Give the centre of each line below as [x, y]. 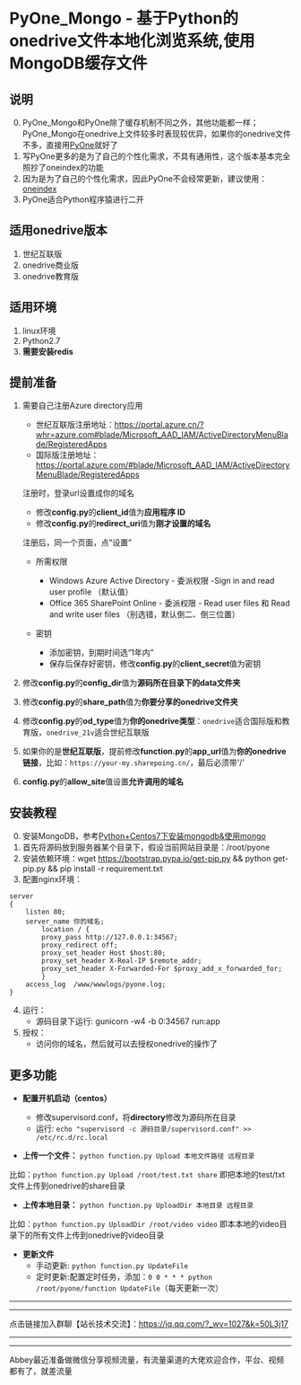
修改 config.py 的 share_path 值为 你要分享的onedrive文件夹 [130, 702]
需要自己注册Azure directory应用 [82, 406]
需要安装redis [47, 351]
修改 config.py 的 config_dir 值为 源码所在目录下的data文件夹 [131, 683]
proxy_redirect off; [80, 945]
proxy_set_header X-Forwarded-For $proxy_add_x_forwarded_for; [162, 969]
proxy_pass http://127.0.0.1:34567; [110, 938]
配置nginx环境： [52, 879]
